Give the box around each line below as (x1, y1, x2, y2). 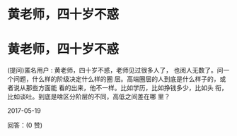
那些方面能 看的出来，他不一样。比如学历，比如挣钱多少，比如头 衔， (25, 84, 228, 92)
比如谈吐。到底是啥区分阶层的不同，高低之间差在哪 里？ (7, 92, 170, 101)
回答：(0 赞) (7, 121, 42, 130)
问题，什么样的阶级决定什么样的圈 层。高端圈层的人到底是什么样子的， (13, 75, 220, 83)
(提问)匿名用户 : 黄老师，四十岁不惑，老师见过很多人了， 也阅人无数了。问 (7, 66, 224, 75)
